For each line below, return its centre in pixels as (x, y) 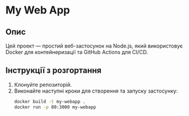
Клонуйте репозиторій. (43, 84)
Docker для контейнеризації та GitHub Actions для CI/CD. (77, 52)
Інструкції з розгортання (54, 71)
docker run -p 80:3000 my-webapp (55, 107)
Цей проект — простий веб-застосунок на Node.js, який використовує (94, 46)
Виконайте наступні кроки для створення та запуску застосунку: (96, 91)
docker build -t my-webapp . (50, 101)
